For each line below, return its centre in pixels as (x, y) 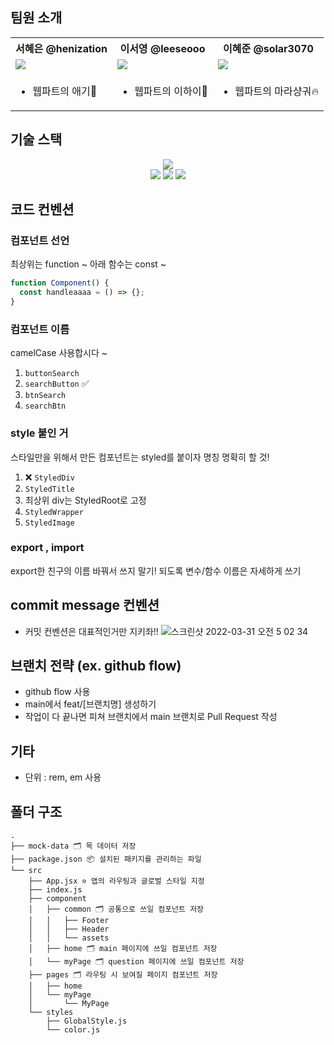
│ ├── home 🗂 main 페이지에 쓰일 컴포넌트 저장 (123, 949)
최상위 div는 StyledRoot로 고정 (85, 500)
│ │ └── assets (69, 938)
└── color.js (73, 1030)
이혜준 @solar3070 (268, 48)
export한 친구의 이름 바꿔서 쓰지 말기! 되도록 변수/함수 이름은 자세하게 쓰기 (156, 570)
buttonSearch (52, 374)
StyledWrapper (54, 512)
